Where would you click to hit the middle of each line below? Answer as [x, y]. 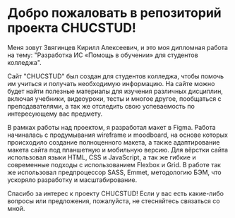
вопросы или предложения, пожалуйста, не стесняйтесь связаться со [114, 201]
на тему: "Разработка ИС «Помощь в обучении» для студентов [103, 55]
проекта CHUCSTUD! [72, 28]
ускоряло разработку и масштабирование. [72, 180]
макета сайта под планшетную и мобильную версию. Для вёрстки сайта [117, 150]
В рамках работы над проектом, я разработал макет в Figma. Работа [112, 127]
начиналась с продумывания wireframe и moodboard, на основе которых [117, 135]
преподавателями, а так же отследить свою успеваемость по [101, 106]
